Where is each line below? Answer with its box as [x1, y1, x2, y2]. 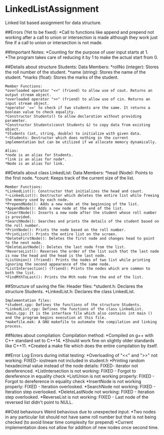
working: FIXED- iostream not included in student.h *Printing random [5, 357, 145, 363]
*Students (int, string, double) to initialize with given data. [5, 131, 141, 136]
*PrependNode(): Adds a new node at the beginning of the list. [5, 201, 139, 207]
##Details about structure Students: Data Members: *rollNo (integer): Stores [5, 64, 159, 70]
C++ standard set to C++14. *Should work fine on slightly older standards [5, 337, 155, 343]
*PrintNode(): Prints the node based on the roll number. [5, 227, 126, 232]
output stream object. [5, 92, 52, 97]
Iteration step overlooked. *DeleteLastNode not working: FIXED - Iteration [5, 389, 155, 395]
